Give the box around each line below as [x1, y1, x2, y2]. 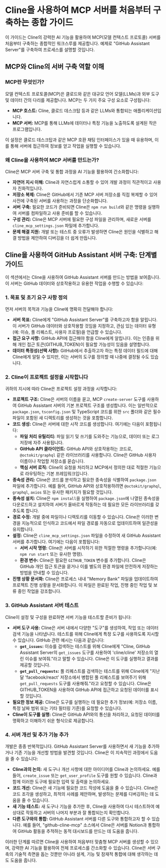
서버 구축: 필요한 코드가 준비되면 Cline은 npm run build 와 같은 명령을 [12, 204, 147, 210]
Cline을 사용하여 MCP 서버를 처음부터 [5, 4, 151, 16]
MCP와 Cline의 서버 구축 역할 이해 [5, 62, 105, 71]
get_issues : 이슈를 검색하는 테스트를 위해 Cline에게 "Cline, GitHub [19, 643, 150, 649]
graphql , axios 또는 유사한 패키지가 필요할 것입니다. [12, 489, 113, 495]
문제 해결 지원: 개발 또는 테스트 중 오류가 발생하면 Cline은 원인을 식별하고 [12, 228, 154, 234]
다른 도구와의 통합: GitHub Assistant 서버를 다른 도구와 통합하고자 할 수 [12, 815, 151, 821]
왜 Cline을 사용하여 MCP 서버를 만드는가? [5, 157, 100, 163]
